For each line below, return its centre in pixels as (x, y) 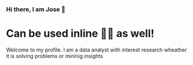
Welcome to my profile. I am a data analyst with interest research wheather (97, 50)
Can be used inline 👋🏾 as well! (80, 34)
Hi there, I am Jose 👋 (36, 9)
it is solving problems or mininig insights (55, 56)
